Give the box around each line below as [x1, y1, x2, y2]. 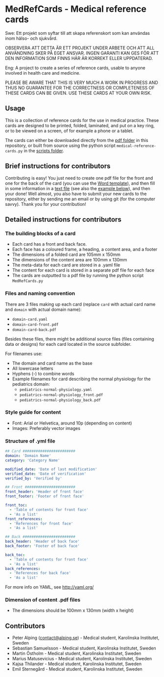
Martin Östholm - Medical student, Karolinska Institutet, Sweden [12, 650, 141, 656]
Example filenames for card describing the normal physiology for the [12, 376, 151, 382]
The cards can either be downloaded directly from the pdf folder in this [5, 137, 148, 143]
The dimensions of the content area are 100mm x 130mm [12, 257, 127, 263]
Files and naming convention [5, 290, 75, 297]
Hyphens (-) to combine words [12, 370, 74, 376]
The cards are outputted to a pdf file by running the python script [12, 273, 144, 279]
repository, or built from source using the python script [5, 142, 116, 148]
